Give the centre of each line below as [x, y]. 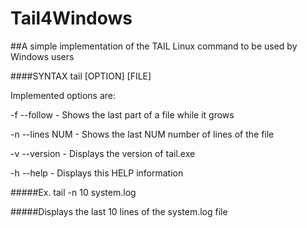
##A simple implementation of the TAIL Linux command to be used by [154, 46]
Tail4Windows [71, 18]
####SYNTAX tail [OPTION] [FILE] [81, 76]
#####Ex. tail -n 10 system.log [73, 192]
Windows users [42, 56]
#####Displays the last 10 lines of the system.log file [119, 211]
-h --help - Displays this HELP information [97, 173]
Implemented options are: [63, 95]
